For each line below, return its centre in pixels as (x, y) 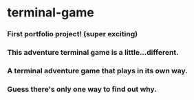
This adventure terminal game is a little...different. (93, 53)
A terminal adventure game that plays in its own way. (97, 71)
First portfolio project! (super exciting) (73, 34)
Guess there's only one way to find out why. (82, 89)
